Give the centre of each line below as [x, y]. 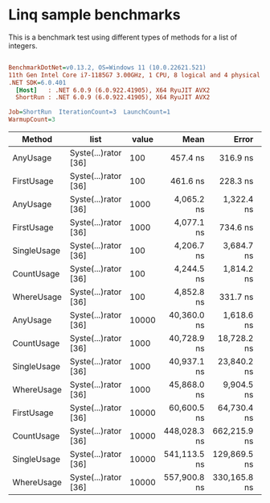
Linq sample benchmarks [94, 15]
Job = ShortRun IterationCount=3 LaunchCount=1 [90, 112]
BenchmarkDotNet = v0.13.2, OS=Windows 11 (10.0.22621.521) [107, 67]
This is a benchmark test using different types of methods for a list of [123, 37]
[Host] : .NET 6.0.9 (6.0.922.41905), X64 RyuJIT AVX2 [113, 90]
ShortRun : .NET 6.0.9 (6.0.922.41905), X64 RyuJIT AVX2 [113, 98]
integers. [23, 45]
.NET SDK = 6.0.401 [37, 82]
